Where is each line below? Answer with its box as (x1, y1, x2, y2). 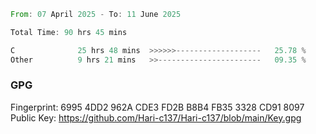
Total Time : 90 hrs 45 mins (10, 27, 128, 37)
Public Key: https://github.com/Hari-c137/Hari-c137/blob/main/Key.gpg (10, 111, 302, 124)
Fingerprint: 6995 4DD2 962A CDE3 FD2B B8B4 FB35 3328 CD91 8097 (10, 101, 305, 113)
